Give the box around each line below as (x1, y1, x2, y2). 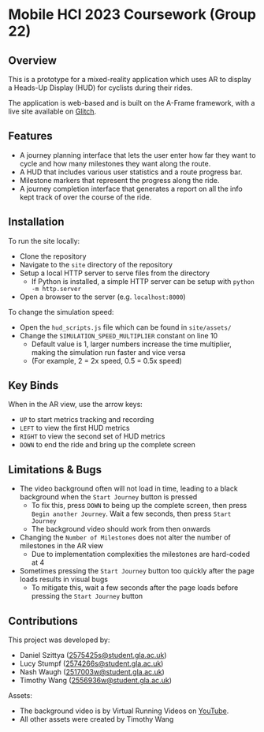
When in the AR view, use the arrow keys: (8, 400, 143, 409)
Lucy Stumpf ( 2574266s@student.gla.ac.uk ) (19, 659, 164, 668)
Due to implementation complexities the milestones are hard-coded (31, 550, 251, 559)
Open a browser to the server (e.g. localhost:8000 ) (19, 292, 186, 301)
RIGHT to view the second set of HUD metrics (19, 431, 165, 441)
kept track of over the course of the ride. (19, 192, 152, 202)
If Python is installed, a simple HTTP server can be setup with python (31, 276, 255, 286)
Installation (8, 215, 65, 229)
